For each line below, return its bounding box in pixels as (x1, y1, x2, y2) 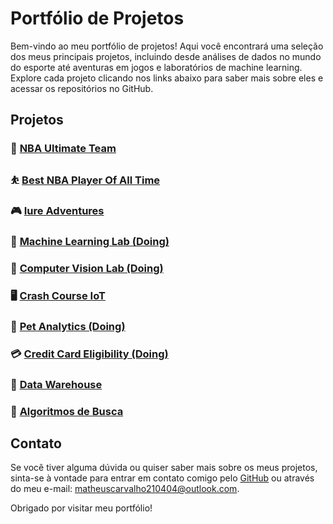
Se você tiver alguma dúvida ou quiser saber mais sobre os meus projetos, (10, 462, 318, 474)
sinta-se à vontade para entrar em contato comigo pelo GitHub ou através (10, 472, 315, 484)
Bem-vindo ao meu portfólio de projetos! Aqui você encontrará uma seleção (10, 40, 324, 52)
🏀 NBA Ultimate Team (10, 142, 117, 156)
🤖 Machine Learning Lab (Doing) (10, 235, 170, 249)
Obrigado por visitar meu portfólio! (10, 502, 153, 514)
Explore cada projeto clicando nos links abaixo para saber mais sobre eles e (10, 72, 324, 84)
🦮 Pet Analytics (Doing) (10, 319, 126, 333)
